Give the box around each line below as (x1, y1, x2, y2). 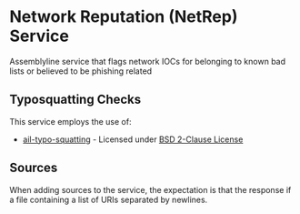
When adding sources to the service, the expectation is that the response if (9, 184, 292, 195)
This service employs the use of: (9, 116, 132, 127)
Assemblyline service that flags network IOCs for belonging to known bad (9, 56, 286, 66)
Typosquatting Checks (9, 92, 142, 107)
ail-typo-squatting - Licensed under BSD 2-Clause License (22, 134, 244, 145)
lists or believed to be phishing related (9, 66, 153, 76)
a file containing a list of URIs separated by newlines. (9, 194, 208, 205)
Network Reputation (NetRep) (9, 6, 238, 27)
